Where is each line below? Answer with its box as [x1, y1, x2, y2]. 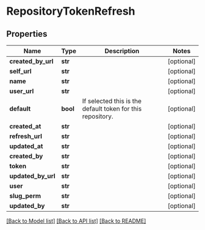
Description [104, 47, 140, 55]
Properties [6, 29, 48, 39]
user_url [9, 87, 34, 95]
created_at [9, 122, 41, 130]
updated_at [9, 142, 43, 150]
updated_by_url [9, 172, 56, 180]
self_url [9, 67, 32, 75]
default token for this [82, 105, 142, 113]
